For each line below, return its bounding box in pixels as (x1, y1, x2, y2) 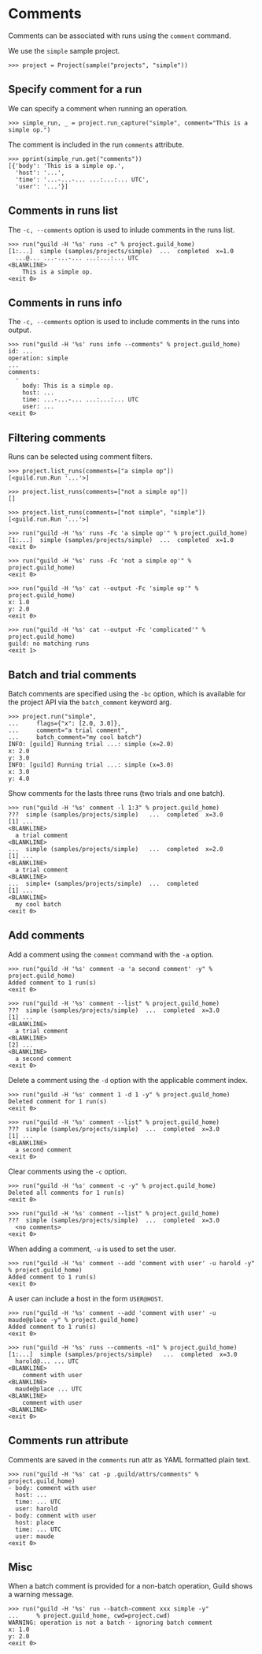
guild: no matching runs (8, 640, 90, 648)
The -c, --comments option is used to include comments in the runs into (8, 317, 240, 327)
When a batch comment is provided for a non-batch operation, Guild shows (8, 1581, 253, 1591)
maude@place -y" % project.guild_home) (8, 1316, 139, 1324)
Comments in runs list (8, 204, 118, 218)
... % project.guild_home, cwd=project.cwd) (8, 1612, 171, 1620)
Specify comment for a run (8, 83, 142, 96)
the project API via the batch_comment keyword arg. (8, 697, 172, 707)
